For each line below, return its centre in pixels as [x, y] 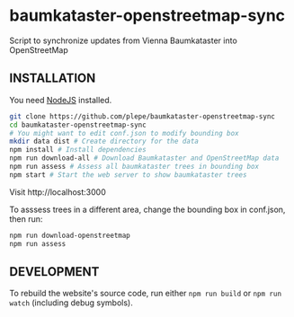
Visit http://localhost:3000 [58, 192]
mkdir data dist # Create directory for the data [104, 141]
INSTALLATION [53, 79]
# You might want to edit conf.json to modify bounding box [125, 133]
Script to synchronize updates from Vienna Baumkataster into [124, 40]
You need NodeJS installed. [61, 100]
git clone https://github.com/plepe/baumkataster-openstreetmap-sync [143, 116]
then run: [26, 219]
